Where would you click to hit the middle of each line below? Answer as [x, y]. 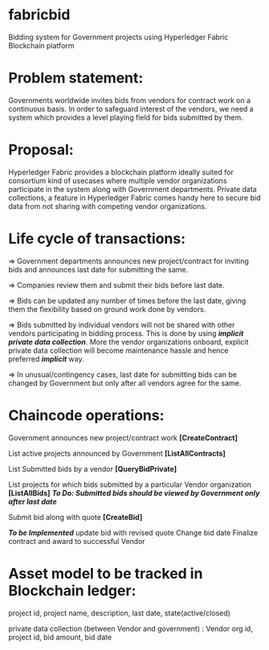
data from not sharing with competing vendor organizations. [108, 206]
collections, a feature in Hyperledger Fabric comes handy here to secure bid [134, 198]
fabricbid [39, 15]
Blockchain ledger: [72, 590]
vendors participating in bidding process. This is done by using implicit [126, 333]
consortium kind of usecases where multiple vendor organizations [118, 180]
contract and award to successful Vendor [77, 541]
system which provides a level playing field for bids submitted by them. [126, 117]
